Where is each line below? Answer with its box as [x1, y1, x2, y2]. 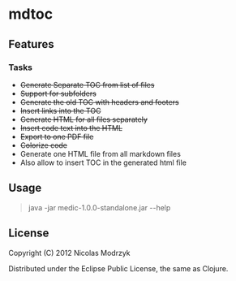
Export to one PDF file [19, 132, 94, 141]
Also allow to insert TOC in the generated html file [19, 158, 187, 167]
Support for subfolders [19, 89, 97, 98]
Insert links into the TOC [19, 106, 101, 115]
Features [8, 37, 54, 51]
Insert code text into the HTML [19, 123, 123, 132]
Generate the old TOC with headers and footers [19, 97, 180, 106]
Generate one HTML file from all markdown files [19, 149, 181, 158]
